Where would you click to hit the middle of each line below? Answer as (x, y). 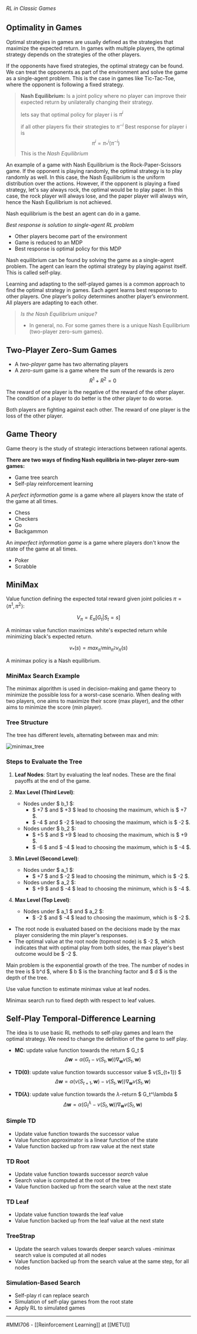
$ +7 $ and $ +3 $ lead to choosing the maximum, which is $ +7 (109, 810)
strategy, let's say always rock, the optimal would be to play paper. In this (94, 190)
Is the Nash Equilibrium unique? (59, 314)
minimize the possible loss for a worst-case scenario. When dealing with (94, 695)
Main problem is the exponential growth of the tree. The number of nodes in (98, 965)
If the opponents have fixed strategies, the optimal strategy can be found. (95, 66)
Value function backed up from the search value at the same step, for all (102, 1261)
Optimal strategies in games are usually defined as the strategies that (90, 42)
